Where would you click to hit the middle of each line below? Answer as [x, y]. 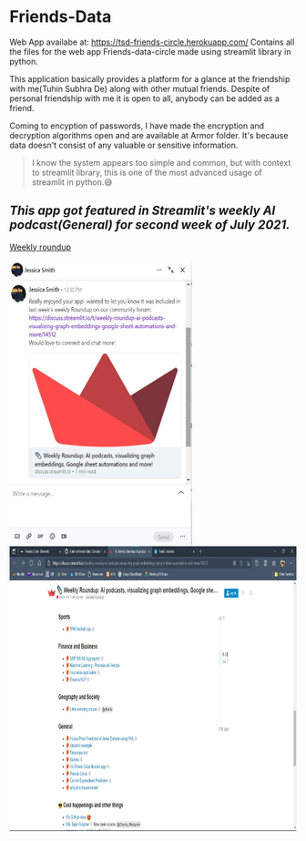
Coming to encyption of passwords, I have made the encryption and [137, 126]
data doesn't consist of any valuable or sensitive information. [124, 145]
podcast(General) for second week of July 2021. [150, 225]
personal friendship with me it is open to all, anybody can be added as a [145, 98]
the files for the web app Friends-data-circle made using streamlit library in [150, 51]
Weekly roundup [40, 247]
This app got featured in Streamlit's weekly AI [143, 211]
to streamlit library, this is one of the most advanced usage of [147, 172]
